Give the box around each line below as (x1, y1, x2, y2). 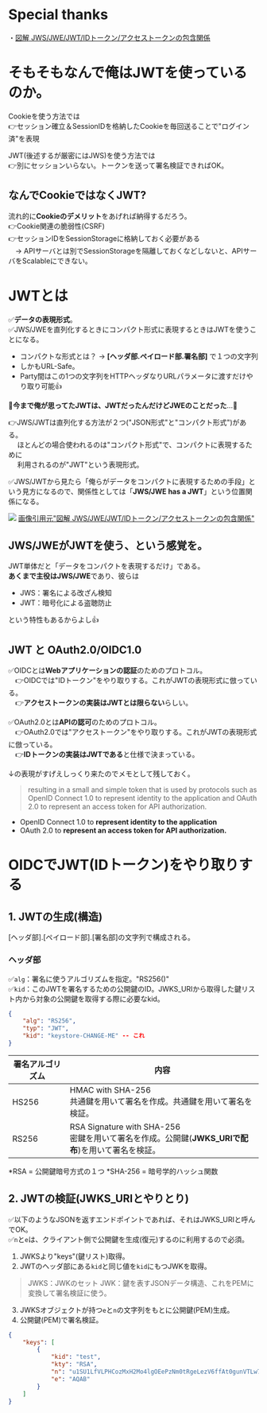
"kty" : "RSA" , (50, 1361, 98, 1368)
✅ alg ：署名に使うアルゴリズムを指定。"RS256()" (8, 974, 169, 984)
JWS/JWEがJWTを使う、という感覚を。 (8, 539, 208, 553)
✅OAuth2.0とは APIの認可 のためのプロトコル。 (8, 717, 161, 727)
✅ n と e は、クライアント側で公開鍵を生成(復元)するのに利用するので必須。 (8, 1234, 249, 1244)
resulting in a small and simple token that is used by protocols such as (27, 785, 257, 794)
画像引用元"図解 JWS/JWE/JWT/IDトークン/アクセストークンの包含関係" (17, 513, 255, 522)
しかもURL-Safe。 (19, 361, 79, 371)
